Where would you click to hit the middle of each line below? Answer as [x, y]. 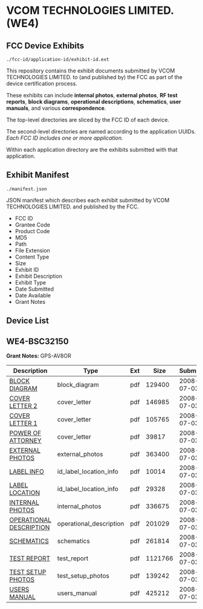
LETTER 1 [23, 424]
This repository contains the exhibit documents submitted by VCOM [91, 71]
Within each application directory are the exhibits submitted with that [92, 150]
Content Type [32, 257]
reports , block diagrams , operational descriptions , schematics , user [94, 101]
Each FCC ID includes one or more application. [65, 138]
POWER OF [25, 433]
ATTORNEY [25, 440]
